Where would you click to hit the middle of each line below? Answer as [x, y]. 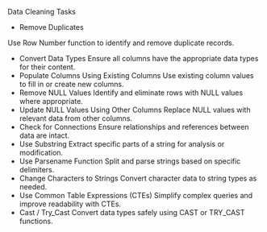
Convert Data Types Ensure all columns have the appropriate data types [139, 58]
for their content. [47, 67]
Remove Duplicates [51, 27]
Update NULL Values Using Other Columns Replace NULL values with [135, 110]
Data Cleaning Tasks [42, 12]
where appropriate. [51, 101]
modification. [41, 153]
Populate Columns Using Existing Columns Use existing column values [136, 75]
